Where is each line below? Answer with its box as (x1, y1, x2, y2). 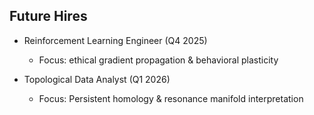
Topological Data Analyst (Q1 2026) (23, 73, 171, 85)
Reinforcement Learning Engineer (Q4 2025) (23, 34, 208, 46)
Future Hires (9, 8, 88, 25)
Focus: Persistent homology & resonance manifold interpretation (38, 92, 304, 104)
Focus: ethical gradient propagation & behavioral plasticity (38, 54, 279, 66)
